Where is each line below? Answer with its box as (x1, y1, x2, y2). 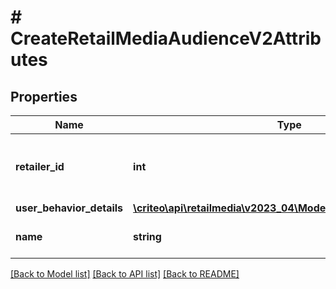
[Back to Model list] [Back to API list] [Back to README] (10, 268, 240, 280)
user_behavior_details (15, 201, 124, 215)
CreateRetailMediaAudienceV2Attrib (10, 27, 322, 50)
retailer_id (15, 160, 65, 173)
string (133, 230, 162, 243)
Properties (10, 88, 78, 105)
